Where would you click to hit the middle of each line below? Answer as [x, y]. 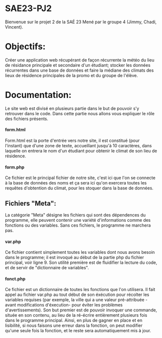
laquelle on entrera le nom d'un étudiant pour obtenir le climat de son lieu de [81, 151]
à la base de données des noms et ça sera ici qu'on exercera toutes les [76, 183]
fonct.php [15, 278]
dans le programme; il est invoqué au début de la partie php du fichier [74, 258]
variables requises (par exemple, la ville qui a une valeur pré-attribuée [75, 300]
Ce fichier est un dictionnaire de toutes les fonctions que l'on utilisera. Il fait [80, 290]
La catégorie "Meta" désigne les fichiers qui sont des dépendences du [75, 215]
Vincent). [14, 27]
